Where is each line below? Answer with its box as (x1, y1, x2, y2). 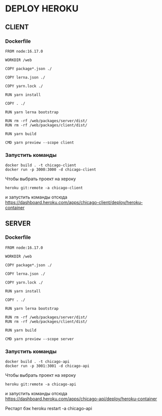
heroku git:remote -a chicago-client (5, 186, 83, 191)
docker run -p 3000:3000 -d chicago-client (5, 167, 97, 172)
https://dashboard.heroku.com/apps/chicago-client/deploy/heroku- (5, 200, 143, 206)
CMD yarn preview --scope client (5, 140, 74, 145)
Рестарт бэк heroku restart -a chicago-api (5, 406, 93, 412)
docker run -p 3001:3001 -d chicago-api (5, 363, 90, 369)
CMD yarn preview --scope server (5, 336, 74, 342)
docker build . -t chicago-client (5, 163, 77, 168)
